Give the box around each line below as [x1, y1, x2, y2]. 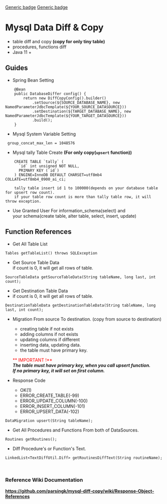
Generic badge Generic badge [5, 5, 68, 10]
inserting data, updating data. [20, 342, 81, 348]
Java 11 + [12, 49, 32, 55]
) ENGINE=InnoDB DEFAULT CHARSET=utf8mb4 [14, 172, 102, 178]
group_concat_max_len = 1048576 [7, 140, 75, 145]
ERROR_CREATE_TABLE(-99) [20, 392, 79, 398]
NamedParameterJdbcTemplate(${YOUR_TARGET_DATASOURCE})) [5, 113, 127, 118]
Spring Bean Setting [12, 77, 54, 83]
